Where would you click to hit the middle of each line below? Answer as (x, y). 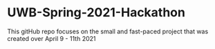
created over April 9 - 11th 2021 (52, 38)
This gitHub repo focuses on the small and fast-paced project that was (108, 31)
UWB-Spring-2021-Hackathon (96, 13)
